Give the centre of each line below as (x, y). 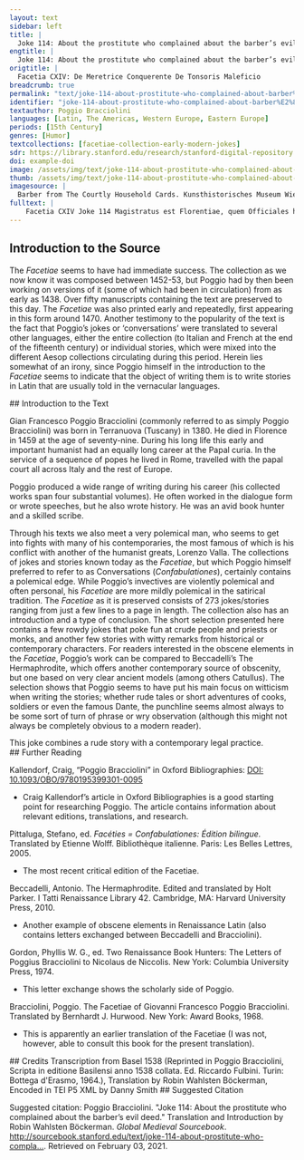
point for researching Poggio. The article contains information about (149, 807)
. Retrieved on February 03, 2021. (106, 1146)
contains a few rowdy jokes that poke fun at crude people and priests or (143, 629)
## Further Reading (46, 752)
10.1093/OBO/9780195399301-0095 (76, 779)
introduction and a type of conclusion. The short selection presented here (147, 619)
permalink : (30, 93)
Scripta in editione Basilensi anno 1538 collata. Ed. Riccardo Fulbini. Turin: (147, 1071)
